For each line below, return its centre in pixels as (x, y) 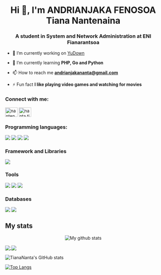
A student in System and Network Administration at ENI (83, 36)
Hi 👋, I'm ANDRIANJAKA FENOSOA (83, 10)
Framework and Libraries (36, 151)
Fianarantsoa (83, 43)
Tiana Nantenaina (83, 21)
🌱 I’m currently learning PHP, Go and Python (58, 63)
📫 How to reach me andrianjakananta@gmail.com (65, 73)
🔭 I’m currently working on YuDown (49, 53)
